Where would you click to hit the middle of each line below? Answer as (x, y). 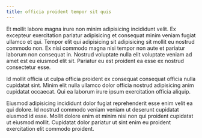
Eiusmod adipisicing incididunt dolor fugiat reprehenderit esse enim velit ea (99, 103)
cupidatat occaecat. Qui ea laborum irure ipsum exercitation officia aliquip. (99, 91)
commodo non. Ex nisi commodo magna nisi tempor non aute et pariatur (96, 48)
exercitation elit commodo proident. (50, 128)
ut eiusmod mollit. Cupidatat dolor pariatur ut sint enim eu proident (89, 122)
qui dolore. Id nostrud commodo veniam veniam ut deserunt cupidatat (93, 109)
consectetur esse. (29, 67)
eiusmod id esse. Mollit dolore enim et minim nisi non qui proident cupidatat (100, 116)
